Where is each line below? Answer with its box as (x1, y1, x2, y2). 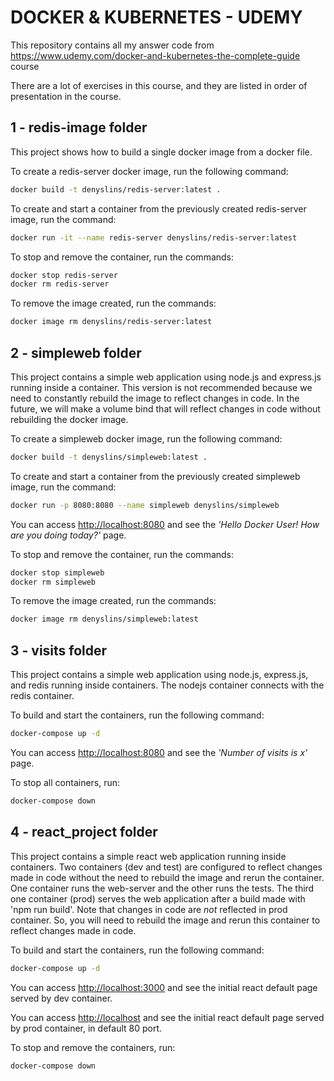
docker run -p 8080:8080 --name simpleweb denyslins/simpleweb (10, 500, 280, 510)
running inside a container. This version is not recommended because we (10, 381, 313, 393)
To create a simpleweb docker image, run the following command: (10, 432, 283, 445)
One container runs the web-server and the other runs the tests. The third (10, 882, 315, 894)
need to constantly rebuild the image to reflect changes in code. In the (10, 392, 300, 404)
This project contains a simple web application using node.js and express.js (10, 371, 322, 383)
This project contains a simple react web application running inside (10, 850, 287, 862)
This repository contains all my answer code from (10, 39, 215, 51)
